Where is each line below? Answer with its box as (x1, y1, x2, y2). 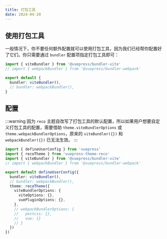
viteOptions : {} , (18, 193, 55, 198)
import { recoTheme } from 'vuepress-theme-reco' (5, 152, 110, 157)
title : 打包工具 (5, 7, 36, 12)
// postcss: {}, (14, 211, 52, 216)
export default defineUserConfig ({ (5, 169, 79, 174)
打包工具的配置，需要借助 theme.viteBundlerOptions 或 (9, 125, 122, 131)
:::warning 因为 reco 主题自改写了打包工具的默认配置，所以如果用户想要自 (5, 118, 156, 124)
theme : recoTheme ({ (9, 183, 50, 189)
